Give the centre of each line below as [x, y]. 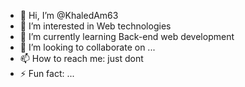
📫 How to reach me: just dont [81, 58]
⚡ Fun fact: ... [47, 73]
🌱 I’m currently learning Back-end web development [127, 36]
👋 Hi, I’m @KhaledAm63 [69, 15]
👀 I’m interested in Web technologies [95, 26]
